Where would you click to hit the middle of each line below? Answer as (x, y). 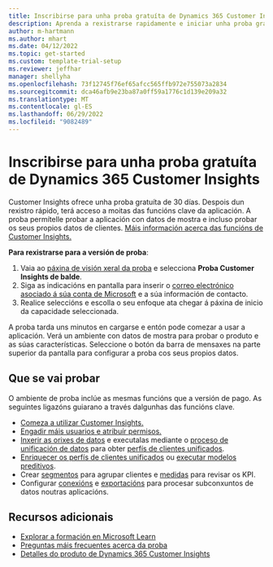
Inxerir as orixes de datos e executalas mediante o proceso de (124, 439)
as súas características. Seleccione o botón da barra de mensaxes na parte (135, 344)
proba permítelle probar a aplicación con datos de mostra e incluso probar (133, 219)
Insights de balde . (51, 277)
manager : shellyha (39, 76)
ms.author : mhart (38, 39)
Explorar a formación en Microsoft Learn (88, 537)
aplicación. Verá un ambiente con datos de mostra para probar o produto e (134, 335)
